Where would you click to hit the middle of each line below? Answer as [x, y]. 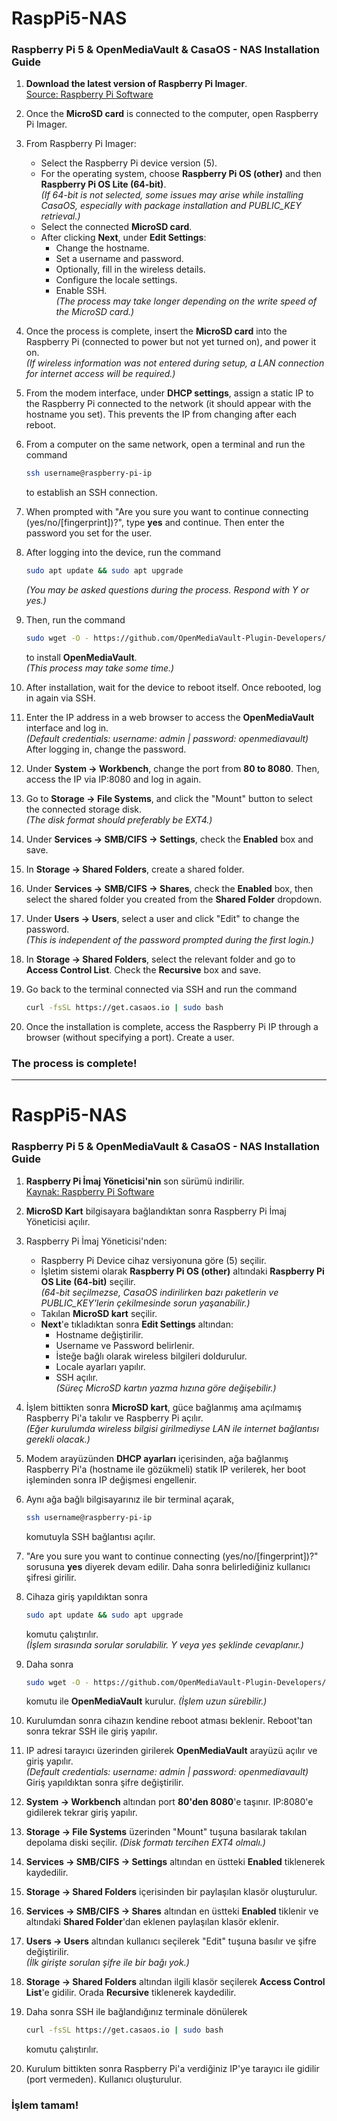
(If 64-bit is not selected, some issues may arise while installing [172, 195]
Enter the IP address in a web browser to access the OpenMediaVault [170, 718]
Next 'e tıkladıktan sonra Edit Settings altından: [137, 1324]
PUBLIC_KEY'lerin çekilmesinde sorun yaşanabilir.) [145, 1303]
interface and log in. [67, 728]
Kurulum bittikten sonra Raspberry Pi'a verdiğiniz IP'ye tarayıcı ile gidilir [172, 2069]
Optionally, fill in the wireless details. [130, 269]
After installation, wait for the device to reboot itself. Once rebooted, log [173, 688]
